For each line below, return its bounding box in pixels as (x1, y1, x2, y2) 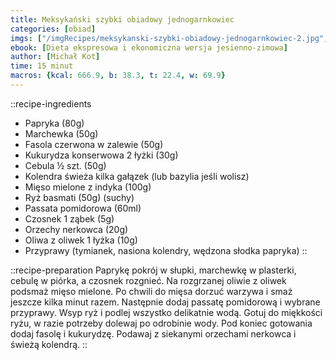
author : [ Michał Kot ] (10, 52, 101, 62)
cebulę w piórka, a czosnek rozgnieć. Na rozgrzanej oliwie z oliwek (10, 274, 287, 286)
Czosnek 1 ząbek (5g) (24, 212, 115, 225)
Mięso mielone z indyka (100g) (24, 181, 152, 193)
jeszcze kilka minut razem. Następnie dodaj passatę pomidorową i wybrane (10, 296, 321, 308)
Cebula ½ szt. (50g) (24, 159, 107, 171)
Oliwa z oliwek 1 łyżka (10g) (24, 234, 138, 246)
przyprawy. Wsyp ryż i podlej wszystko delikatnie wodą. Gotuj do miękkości (10, 306, 323, 318)
